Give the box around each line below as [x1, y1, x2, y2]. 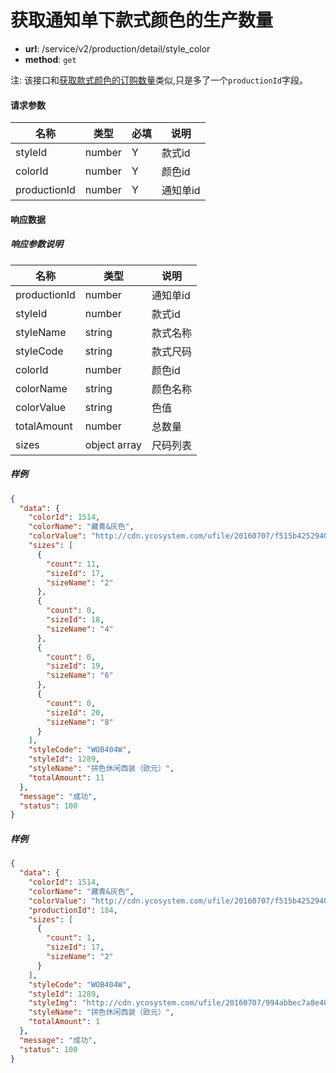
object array [84, 437, 143, 451]
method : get [24, 53, 77, 65]
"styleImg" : [28, 998, 78, 1008]
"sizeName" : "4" [46, 624, 114, 634]
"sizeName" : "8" [46, 717, 114, 727]
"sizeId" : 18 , [46, 615, 105, 625]
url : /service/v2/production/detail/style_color [24, 42, 211, 55]
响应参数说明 [10, 238, 63, 250]
